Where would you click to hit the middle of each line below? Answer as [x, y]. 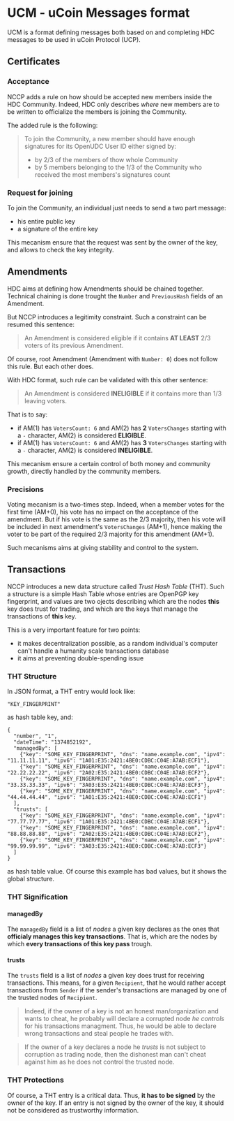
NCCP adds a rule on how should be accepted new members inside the [110, 96]
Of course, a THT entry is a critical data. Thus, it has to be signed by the [111, 1095]
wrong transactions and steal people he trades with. [99, 1034]
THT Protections [36, 1080]
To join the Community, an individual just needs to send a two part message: [117, 208]
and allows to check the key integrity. [61, 249]
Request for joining [40, 192]
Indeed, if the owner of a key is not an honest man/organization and [122, 1011]
